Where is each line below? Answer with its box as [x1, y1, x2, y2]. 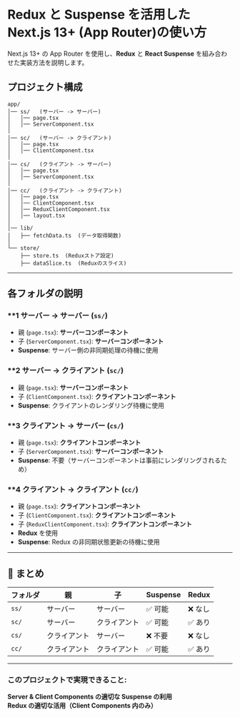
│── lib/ [7, 224, 34, 232]
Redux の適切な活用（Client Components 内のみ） [7, 701, 157, 710]
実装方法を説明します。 [19, 58, 89, 66]
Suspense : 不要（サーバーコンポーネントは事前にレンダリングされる [17, 456, 221, 464]
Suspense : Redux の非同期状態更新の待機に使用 [17, 538, 160, 546]
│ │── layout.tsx [7, 212, 66, 219]
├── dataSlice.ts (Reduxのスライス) [20, 260, 127, 267]
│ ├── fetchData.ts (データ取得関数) [7, 232, 122, 239]
